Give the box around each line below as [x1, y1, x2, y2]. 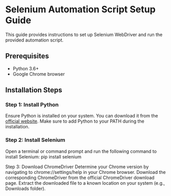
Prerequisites [5, 52, 49, 61]
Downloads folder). [5, 185, 46, 191]
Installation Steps [5, 86, 62, 94]
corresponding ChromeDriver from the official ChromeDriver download [5, 174, 155, 181]
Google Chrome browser [12, 71, 65, 77]
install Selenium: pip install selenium [5, 153, 82, 160]
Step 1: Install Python [5, 101, 59, 108]
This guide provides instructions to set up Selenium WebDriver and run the [5, 31, 163, 37]
